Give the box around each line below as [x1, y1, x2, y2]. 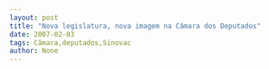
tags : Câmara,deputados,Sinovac [9, 38, 131, 47]
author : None [9, 47, 59, 56]
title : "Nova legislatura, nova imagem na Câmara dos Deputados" [9, 22, 261, 30]
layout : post [9, 13, 59, 22]
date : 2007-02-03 [9, 30, 75, 39]
